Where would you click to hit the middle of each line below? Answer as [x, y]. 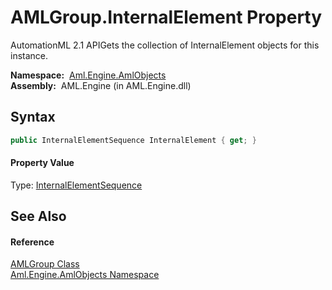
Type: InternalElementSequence [76, 185]
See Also [38, 216]
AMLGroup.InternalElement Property [166, 17]
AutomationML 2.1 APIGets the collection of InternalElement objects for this [165, 45]
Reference [32, 242]
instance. [29, 55]
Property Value [42, 163]
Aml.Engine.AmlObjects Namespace [85, 275]
